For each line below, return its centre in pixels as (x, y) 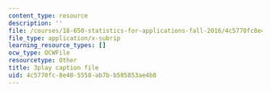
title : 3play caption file (54, 68)
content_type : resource (48, 16)
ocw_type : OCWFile (39, 53)
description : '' (35, 23)
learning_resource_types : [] (57, 46)
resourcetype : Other (43, 61)
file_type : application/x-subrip (65, 38)
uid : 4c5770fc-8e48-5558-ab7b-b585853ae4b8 (83, 75)
